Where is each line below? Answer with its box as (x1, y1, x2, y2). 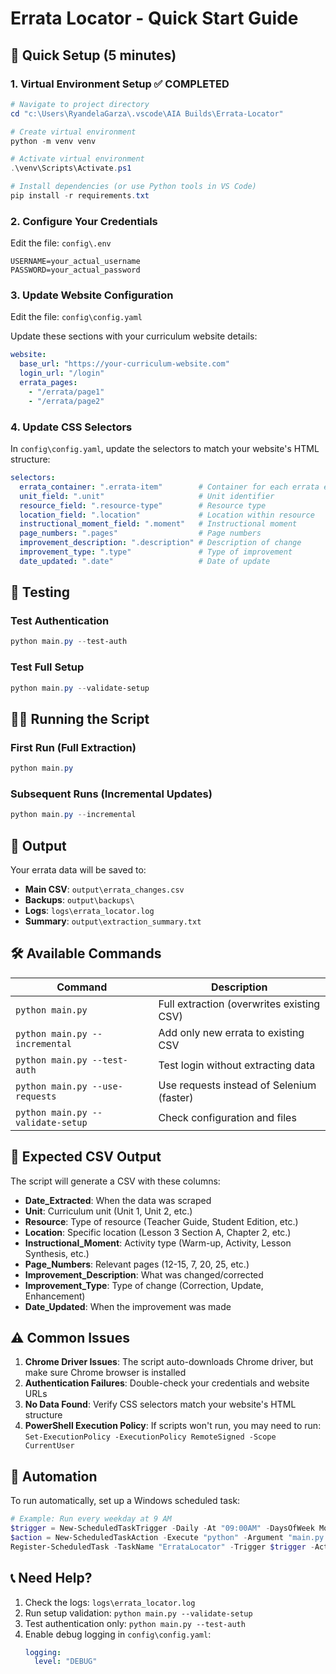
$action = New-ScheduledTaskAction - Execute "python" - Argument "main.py (10, 1533, 325, 1543)
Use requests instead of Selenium (158, 1078, 317, 1092)
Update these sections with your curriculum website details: (10, 330, 258, 342)
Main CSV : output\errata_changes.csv (24, 883, 185, 896)
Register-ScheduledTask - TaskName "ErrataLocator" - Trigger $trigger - (10, 1542, 315, 1552)
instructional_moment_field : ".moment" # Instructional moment (19, 519, 298, 529)
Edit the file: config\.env (10, 237, 112, 249)
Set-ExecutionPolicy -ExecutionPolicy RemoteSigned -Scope (24, 1432, 277, 1442)
